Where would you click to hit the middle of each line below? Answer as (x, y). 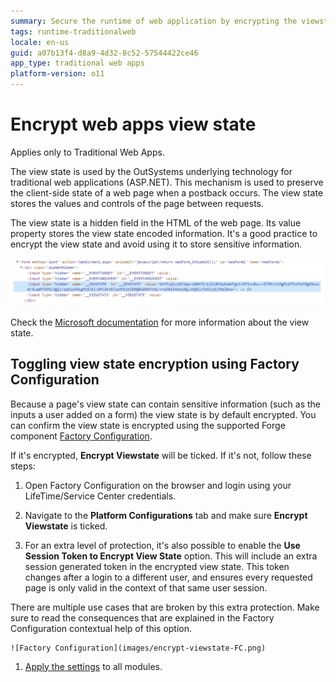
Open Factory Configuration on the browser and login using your (158, 485)
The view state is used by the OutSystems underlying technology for (151, 171)
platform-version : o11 (57, 74)
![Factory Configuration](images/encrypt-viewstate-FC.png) (138, 648)
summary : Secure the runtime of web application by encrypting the (154, 21)
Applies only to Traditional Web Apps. (87, 152)
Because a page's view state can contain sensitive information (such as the (165, 404)
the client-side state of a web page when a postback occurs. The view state (167, 192)
